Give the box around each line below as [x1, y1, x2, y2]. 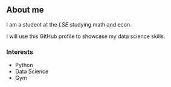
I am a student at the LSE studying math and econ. [6, 21, 132, 28]
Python [15, 62, 33, 69]
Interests [6, 48, 33, 56]
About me [6, 5, 44, 15]
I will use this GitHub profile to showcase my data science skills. [6, 33, 166, 40]
